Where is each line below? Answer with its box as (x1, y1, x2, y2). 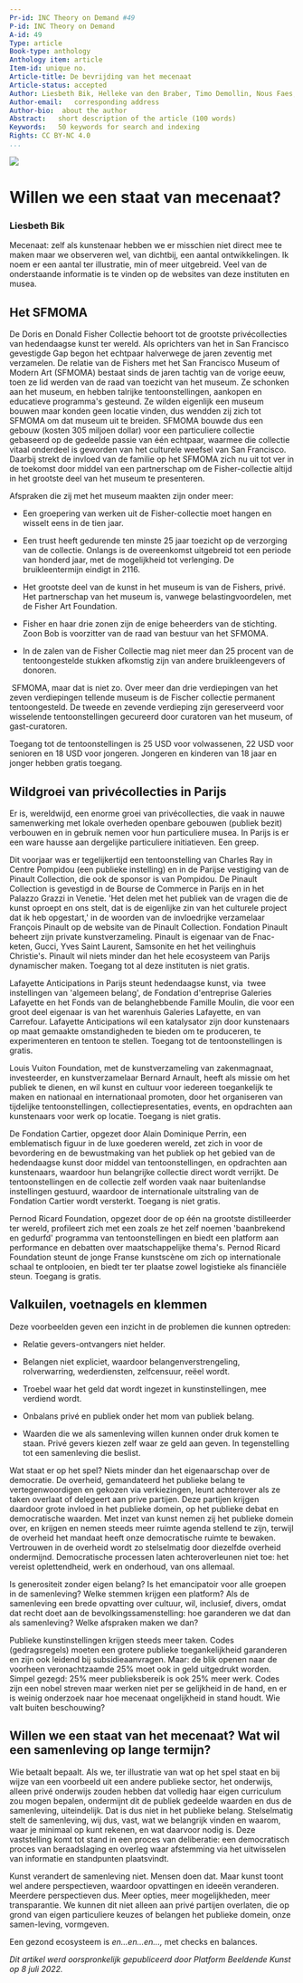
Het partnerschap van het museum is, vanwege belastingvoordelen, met (22, 591, 292, 602)
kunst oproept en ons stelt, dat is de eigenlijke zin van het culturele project (9, 902, 288, 913)
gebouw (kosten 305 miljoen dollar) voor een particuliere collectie (9, 425, 255, 436)
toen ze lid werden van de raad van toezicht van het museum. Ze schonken (9, 377, 289, 388)
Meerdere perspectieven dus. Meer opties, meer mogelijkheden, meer (9, 1890, 271, 1901)
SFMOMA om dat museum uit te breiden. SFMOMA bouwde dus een (9, 416, 264, 426)
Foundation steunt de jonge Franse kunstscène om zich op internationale (9, 1251, 281, 1262)
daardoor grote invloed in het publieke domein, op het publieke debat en (9, 1503, 279, 1514)
